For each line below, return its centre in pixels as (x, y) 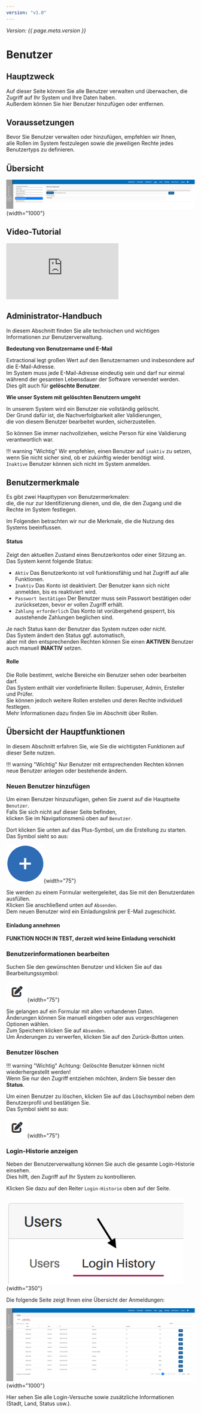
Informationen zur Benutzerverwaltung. (55, 337)
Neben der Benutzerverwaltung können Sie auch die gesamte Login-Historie (100, 1164)
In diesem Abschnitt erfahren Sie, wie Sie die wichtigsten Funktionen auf (95, 746)
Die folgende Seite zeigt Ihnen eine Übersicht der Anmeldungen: (86, 1300)
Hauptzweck (31, 77)
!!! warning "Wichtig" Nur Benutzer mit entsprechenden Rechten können (95, 764)
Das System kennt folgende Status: (49, 561)
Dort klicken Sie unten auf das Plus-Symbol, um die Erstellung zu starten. (96, 830)
